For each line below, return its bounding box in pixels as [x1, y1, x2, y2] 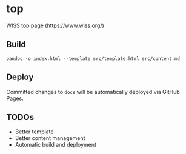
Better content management [15, 135, 85, 142]
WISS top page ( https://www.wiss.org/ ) [6, 22, 104, 29]
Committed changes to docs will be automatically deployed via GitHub [6, 88, 180, 95]
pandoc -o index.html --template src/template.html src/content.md [6, 55, 181, 62]
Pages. [6, 95, 24, 102]
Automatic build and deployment [15, 141, 97, 149]
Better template [15, 128, 54, 135]
